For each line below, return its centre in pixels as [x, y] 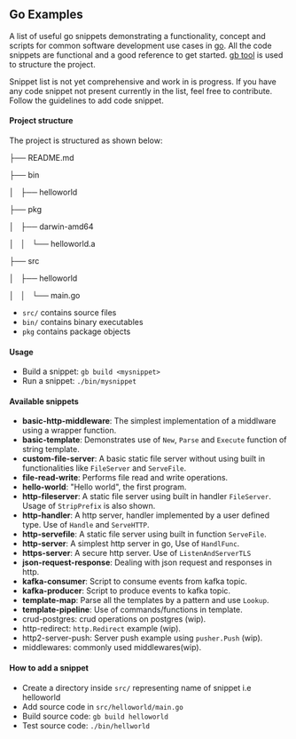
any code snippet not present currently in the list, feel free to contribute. [141, 91]
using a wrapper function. [69, 431]
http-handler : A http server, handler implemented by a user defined [146, 515]
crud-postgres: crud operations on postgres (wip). [114, 619]
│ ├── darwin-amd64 [52, 226]
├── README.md [42, 158]
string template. [51, 449]
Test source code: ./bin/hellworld [86, 725]
